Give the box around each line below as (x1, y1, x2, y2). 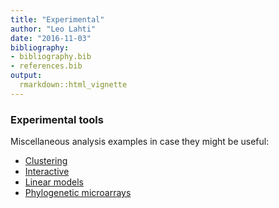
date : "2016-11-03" (10, 33, 92, 43)
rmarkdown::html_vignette (19, 80, 128, 90)
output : (10, 71, 43, 81)
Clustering (24, 155, 68, 167)
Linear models (24, 176, 84, 188)
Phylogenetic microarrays (24, 187, 132, 199)
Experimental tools (10, 112, 104, 126)
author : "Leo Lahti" (10, 24, 97, 34)
